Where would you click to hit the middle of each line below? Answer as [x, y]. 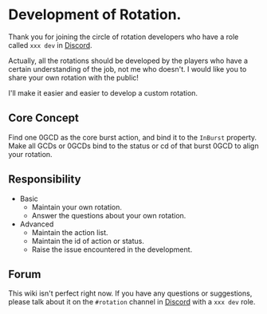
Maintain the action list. [70, 232]
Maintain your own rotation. [77, 207]
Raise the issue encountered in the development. [112, 249]
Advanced [37, 224]
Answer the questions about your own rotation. [109, 215]
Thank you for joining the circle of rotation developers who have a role [124, 37]
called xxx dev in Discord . [51, 45]
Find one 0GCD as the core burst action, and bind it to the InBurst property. [133, 137]
